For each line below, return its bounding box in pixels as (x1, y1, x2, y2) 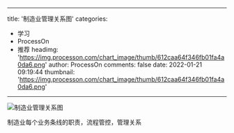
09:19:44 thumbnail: (17, 68, 75, 76)
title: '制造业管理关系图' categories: (7, 15, 108, 23)
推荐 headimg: (17, 46, 59, 53)
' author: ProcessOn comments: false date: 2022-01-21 (45, 60, 203, 69)
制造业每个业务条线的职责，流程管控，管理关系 (7, 118, 141, 126)
